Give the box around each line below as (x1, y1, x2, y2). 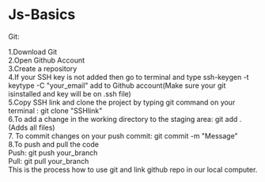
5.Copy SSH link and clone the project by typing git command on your (8, 97, 236, 107)
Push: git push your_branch (8, 148, 98, 157)
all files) (29, 123, 55, 132)
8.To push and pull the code (8, 139, 99, 149)
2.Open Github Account (8, 55, 85, 65)
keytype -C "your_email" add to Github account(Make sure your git (8, 81, 226, 90)
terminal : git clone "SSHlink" (8, 105, 103, 116)
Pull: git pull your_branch (8, 156, 89, 165)
